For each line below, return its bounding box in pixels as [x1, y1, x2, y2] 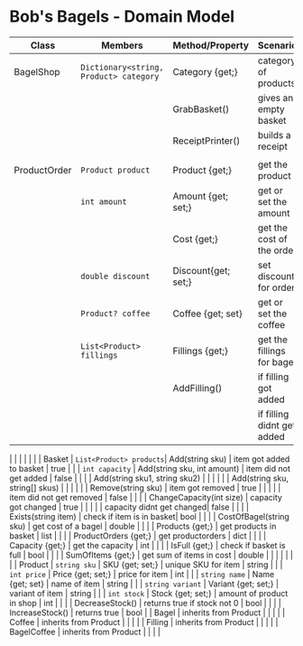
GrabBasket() [172, 102, 230, 115]
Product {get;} [172, 164, 233, 176]
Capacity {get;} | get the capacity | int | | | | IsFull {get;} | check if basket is [9, 539, 286, 550]
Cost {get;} [172, 232, 219, 245]
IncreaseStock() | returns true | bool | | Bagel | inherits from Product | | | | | [9, 607, 286, 618]
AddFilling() [172, 381, 223, 394]
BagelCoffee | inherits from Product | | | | [9, 626, 161, 637]
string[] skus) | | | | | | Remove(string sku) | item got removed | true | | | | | [9, 482, 281, 493]
